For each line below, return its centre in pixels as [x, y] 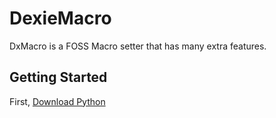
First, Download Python [57, 101]
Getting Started [58, 77]
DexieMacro [60, 18]
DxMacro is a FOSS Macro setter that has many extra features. [138, 46]
